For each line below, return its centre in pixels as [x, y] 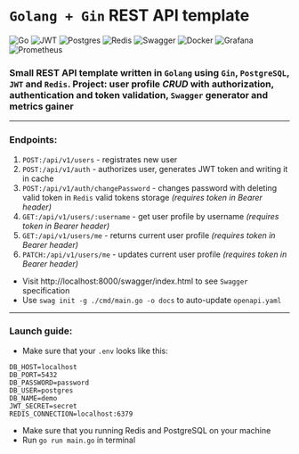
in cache [38, 178]
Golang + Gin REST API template [129, 16]
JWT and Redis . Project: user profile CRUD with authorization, [141, 84]
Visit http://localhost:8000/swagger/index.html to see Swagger [135, 281]
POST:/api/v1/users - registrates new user [100, 159]
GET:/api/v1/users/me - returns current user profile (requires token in [149, 235]
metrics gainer [41, 106]
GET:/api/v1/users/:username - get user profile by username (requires [150, 216]
